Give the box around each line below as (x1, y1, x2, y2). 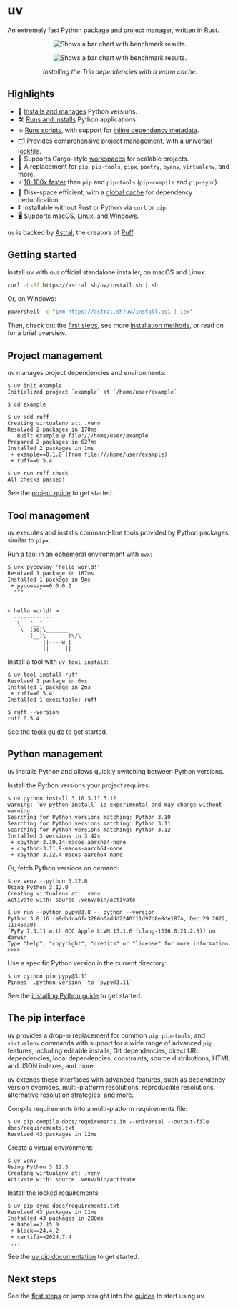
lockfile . (17, 146, 41, 155)
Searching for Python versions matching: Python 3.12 (7, 826, 172, 833)
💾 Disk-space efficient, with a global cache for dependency (17, 188, 193, 197)
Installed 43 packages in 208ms (7, 1214, 104, 1222)
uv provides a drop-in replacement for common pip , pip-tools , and (7, 1031, 206, 1040)
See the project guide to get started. (7, 489, 114, 497)
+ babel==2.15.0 (10, 1221, 59, 1228)
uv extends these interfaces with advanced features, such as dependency (7, 1075, 226, 1084)
